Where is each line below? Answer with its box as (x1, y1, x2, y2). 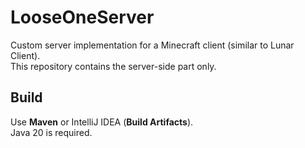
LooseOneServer (10, 6, 155, 29)
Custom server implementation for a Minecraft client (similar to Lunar (10, 39, 295, 51)
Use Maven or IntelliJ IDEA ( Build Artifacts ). (10, 116, 194, 128)
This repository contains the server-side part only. (10, 60, 217, 72)
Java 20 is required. (10, 126, 93, 138)
